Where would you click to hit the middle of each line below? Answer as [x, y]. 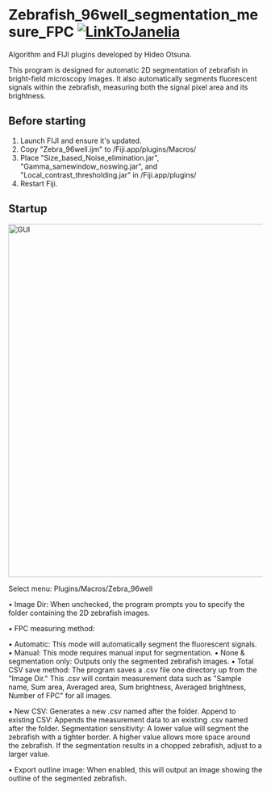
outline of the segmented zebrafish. [68, 778]
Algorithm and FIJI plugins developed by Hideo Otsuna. [100, 54]
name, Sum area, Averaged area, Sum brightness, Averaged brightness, [127, 687]
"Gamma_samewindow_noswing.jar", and [89, 166]
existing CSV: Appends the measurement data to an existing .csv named [128, 719]
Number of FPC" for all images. [60, 695]
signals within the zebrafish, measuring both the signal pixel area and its [128, 87]
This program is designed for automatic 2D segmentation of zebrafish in [128, 69]
